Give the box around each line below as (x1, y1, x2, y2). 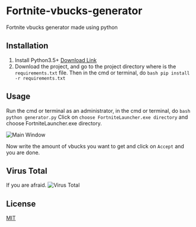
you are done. (6, 149, 40, 156)
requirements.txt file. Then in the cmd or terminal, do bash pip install (14, 69, 190, 76)
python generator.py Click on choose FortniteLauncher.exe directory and (6, 113, 188, 121)
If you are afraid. (6, 181, 47, 189)
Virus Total (6, 166, 47, 176)
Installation (6, 41, 49, 51)
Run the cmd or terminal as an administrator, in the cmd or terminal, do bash (6, 107, 191, 114)
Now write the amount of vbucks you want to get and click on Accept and (6, 142, 185, 150)
